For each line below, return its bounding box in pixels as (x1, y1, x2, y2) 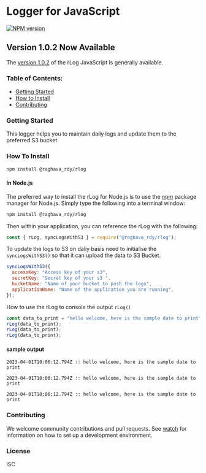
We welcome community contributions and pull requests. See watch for (6, 425, 187, 432)
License (6, 447, 31, 455)
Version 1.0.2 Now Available (6, 42, 115, 53)
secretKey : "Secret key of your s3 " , (12, 275, 112, 282)
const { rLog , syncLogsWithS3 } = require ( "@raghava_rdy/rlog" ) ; (6, 234, 177, 240)
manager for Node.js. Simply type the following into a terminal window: (6, 199, 186, 207)
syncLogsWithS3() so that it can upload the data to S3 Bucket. (6, 252, 161, 259)
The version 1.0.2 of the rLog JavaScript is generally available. (6, 58, 164, 66)
